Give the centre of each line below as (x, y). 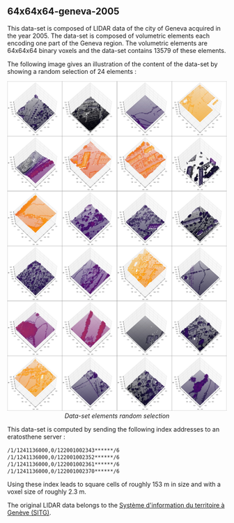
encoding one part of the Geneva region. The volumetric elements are (107, 43)
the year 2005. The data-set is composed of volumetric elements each (109, 36)
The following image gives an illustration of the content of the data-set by (112, 64)
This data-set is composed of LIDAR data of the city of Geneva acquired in (114, 28)
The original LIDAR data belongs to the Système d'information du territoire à (116, 505)
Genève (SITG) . (29, 513)
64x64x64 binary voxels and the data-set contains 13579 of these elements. (117, 50)
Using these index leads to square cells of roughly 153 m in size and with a (114, 484)
